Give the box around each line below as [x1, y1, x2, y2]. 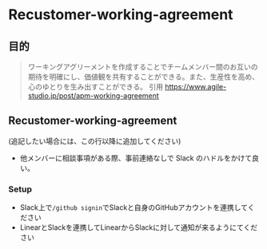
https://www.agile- [165, 82, 227, 91]
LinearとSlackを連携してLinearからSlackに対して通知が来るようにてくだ [19, 223, 258, 232]
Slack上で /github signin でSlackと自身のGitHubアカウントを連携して [19, 203, 248, 212]
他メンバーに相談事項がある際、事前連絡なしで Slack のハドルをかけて [19, 153, 253, 163]
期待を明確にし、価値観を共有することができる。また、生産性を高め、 [27, 72, 260, 81]
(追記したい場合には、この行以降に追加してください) [8, 136, 181, 145]
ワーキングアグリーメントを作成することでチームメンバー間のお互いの [27, 62, 258, 71]
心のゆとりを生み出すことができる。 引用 [27, 82, 164, 91]
